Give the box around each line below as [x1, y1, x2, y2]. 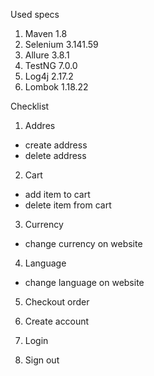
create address [24, 139, 88, 151]
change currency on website [24, 238, 143, 249]
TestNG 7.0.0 [24, 60, 78, 71]
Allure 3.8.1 [24, 49, 70, 61]
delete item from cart [24, 199, 112, 211]
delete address [24, 150, 87, 161]
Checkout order [24, 296, 90, 308]
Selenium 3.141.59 [24, 39, 99, 50]
